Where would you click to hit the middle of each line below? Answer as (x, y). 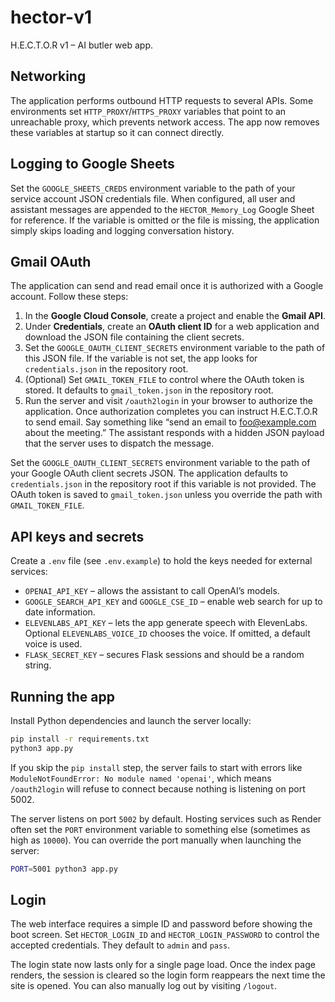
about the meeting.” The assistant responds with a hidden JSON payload (174, 433)
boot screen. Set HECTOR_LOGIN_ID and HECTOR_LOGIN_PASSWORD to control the (165, 935)
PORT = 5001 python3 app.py (64, 869)
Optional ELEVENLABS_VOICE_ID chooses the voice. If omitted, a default (167, 633)
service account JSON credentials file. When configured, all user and (153, 198)
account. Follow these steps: (69, 297)
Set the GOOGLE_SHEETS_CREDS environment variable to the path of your (153, 188)
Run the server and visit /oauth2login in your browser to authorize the (168, 401)
